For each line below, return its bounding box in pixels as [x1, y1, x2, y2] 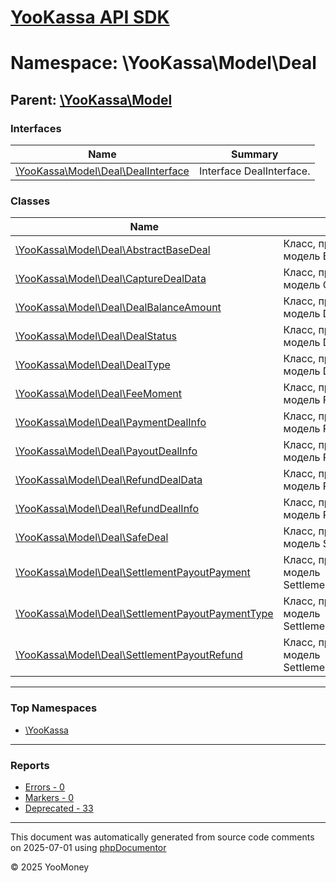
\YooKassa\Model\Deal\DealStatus [15, 329, 178, 343]
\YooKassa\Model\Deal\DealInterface [15, 164, 190, 178]
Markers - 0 [24, 791, 75, 803]
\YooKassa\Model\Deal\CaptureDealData [15, 272, 207, 286]
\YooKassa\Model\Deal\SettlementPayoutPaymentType [15, 607, 274, 621]
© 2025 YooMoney [10, 861, 90, 873]
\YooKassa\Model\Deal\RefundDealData [15, 473, 203, 487]
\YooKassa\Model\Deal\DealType [15, 358, 171, 372]
